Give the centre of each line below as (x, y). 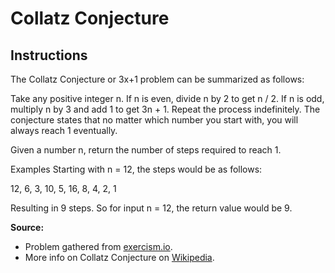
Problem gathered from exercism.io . (98, 246)
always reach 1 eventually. (64, 130)
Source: (27, 227)
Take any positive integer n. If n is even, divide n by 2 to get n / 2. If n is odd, (167, 98)
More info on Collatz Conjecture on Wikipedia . (119, 257)
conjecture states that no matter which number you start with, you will (154, 120)
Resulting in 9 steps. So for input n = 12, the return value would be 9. (151, 208)
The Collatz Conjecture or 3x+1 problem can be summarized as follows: (157, 79)
